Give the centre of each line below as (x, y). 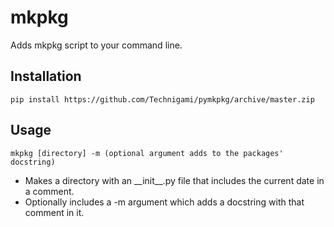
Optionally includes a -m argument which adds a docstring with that (164, 202)
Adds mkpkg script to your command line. (96, 45)
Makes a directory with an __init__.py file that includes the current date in (174, 180)
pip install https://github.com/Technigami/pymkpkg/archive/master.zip (162, 99)
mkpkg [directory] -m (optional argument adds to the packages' (147, 153)
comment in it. (54, 212)
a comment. (49, 191)
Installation (46, 76)
